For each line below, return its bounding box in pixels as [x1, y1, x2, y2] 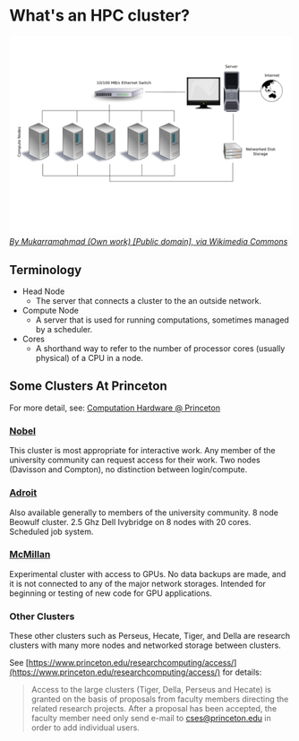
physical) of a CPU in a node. [35, 353, 143, 364]
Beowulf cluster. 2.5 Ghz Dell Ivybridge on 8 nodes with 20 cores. [9, 516, 252, 527]
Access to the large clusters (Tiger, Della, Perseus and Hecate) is [30, 685, 271, 695]
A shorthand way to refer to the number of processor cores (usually [35, 343, 286, 354]
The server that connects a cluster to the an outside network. [35, 296, 262, 306]
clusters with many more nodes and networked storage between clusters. [9, 640, 282, 651]
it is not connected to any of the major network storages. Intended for [9, 578, 267, 589]
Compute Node [21, 306, 79, 316]
